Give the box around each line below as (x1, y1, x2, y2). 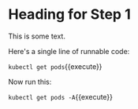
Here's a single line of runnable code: (8, 46, 130, 56)
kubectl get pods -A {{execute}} (8, 92, 113, 101)
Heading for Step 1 (8, 5, 132, 24)
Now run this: (8, 77, 52, 86)
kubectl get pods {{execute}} (8, 61, 103, 71)
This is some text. (8, 31, 65, 41)
